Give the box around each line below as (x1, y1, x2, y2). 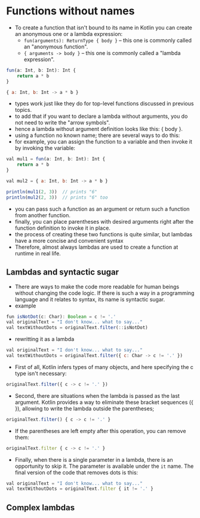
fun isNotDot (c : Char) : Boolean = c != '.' (6, 313, 116, 319)
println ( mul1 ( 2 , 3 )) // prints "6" (6, 188, 97, 195)
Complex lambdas (6, 502, 75, 513)
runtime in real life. (14, 249, 61, 257)
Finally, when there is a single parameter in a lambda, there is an (14, 456, 173, 463)
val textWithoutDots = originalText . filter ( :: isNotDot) (6, 325, 148, 331)
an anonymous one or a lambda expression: (14, 30, 123, 37)
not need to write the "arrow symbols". (14, 119, 110, 126)
